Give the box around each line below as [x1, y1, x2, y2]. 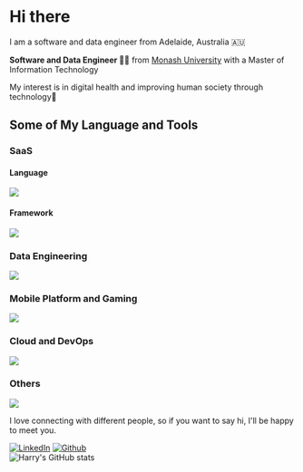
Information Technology [9, 63, 99, 74]
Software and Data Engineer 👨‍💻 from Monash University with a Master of [9, 54, 285, 65]
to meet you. [9, 424, 57, 436]
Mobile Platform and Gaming [9, 292, 138, 304]
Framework [9, 207, 54, 218]
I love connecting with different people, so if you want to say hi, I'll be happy [9, 415, 295, 426]
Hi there [9, 6, 71, 27]
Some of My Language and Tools [9, 118, 199, 133]
